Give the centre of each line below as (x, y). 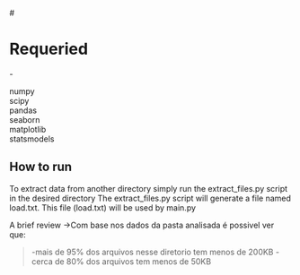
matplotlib (28, 129)
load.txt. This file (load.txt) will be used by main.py (102, 207)
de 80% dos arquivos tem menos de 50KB (133, 261)
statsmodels (32, 139)
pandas (23, 110)
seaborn (25, 119)
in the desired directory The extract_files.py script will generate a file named (150, 198)
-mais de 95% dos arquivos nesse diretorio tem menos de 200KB (152, 252)
